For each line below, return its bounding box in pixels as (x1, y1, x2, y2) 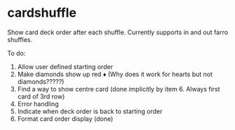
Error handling (17, 99, 59, 108)
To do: (7, 49, 26, 57)
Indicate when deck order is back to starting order (17, 107, 163, 115)
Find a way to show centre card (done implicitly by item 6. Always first (17, 85, 220, 93)
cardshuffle (7, 5, 77, 21)
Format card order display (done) (17, 114, 114, 123)
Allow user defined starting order (17, 62, 114, 71)
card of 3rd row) (17, 92, 65, 101)
